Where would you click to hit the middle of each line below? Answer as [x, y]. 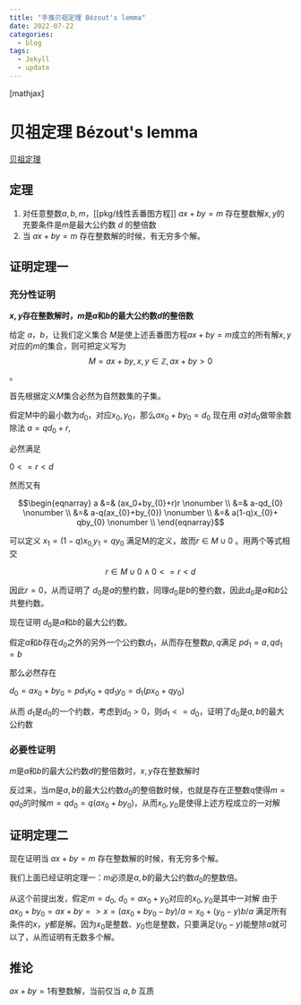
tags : [19, 51]
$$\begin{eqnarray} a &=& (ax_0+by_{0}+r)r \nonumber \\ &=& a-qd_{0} [150, 503]
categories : [31, 34]
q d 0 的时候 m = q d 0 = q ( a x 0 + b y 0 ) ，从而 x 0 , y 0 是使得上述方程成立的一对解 [145, 803]
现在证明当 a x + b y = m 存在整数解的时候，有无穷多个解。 [116, 859]
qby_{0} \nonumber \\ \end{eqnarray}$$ [150, 522]
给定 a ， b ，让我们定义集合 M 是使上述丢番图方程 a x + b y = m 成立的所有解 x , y [150, 335]
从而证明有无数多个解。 [76, 937]
